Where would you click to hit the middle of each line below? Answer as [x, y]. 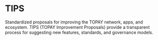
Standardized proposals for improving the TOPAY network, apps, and [74, 22]
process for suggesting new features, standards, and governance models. [79, 32]
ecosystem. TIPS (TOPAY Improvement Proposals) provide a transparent [77, 27]
